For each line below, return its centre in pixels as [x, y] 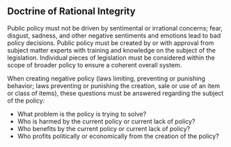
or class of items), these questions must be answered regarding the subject [115, 93]
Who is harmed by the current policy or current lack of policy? [106, 121]
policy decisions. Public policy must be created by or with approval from [111, 43]
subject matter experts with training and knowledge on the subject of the [111, 50]
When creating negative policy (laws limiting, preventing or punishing [106, 78]
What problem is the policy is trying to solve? [82, 114]
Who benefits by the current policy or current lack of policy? [104, 128]
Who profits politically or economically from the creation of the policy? [118, 136]
